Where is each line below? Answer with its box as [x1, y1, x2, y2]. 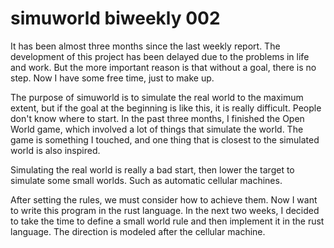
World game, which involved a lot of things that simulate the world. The [10, 123, 304, 135]
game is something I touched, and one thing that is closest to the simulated [10, 133, 320, 146]
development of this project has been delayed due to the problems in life [10, 50, 310, 62]
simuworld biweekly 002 [10, 7, 221, 30]
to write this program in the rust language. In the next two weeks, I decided [10, 204, 320, 216]
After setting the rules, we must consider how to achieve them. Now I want [10, 193, 318, 206]
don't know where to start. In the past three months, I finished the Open [10, 112, 305, 124]
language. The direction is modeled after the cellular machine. [10, 225, 266, 237]
